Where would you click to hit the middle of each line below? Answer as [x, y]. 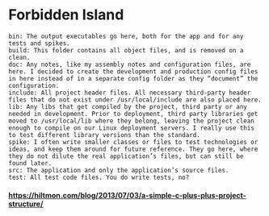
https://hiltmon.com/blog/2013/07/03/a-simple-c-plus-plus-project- [127, 195]
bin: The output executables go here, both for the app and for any [126, 36]
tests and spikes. [39, 43]
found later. [30, 163]
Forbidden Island [66, 15]
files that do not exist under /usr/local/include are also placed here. [135, 100]
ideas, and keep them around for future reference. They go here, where [133, 149]
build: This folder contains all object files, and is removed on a [126, 50]
